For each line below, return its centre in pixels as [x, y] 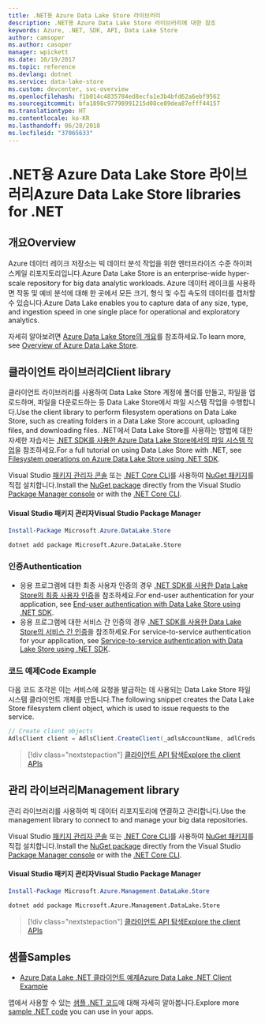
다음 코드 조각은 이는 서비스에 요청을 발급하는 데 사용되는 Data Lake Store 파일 [129, 689]
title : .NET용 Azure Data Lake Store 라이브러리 [85, 15]
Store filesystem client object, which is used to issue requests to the [119, 708]
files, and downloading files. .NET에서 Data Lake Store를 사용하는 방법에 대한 [131, 431]
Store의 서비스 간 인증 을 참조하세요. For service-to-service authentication [135, 631]
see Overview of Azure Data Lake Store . [73, 345]
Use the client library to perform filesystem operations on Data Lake [127, 412]
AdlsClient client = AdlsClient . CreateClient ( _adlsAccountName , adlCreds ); [135, 738]
